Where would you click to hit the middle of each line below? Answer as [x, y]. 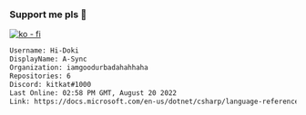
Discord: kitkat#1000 [51, 84]
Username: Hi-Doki [44, 51]
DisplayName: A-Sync [49, 59]
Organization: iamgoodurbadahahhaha [79, 68]
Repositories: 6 [40, 76]
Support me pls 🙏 [48, 14]
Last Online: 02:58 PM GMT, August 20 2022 [93, 93]
